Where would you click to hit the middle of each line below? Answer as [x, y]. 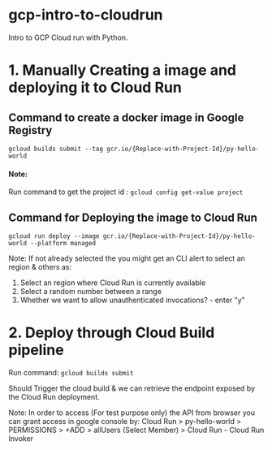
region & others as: [40, 266]
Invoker [21, 438]
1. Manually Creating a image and [123, 70]
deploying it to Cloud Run [95, 88]
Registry [30, 130]
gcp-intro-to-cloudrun [86, 15]
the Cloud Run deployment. [54, 396]
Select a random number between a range [91, 291]
